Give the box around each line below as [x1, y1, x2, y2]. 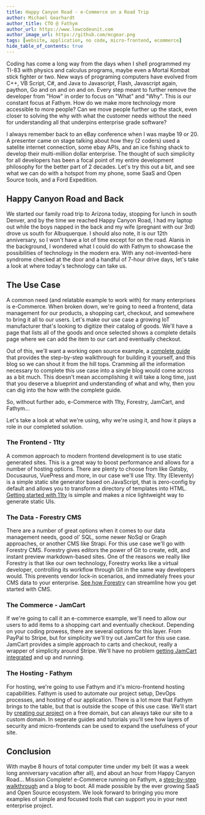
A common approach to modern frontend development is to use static [6, 452, 182, 460]
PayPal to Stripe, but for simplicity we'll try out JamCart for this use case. [6, 634, 191, 642]
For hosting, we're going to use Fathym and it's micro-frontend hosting [6, 683, 185, 690]
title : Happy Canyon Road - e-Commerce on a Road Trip [6, 9, 149, 15]
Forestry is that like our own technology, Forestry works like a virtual [6, 559, 179, 567]
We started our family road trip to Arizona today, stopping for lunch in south [6, 210, 197, 218]
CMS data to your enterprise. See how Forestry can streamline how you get [6, 579, 197, 586]
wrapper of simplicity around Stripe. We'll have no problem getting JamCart [6, 647, 197, 654]
